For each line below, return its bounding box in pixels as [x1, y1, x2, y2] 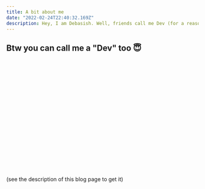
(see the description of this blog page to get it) [6, 176, 124, 183]
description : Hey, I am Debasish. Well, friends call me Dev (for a [6, 20, 184, 26]
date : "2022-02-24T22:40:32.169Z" [6, 15, 95, 21]
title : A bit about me [6, 9, 64, 15]
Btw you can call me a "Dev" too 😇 [6, 43, 142, 53]
